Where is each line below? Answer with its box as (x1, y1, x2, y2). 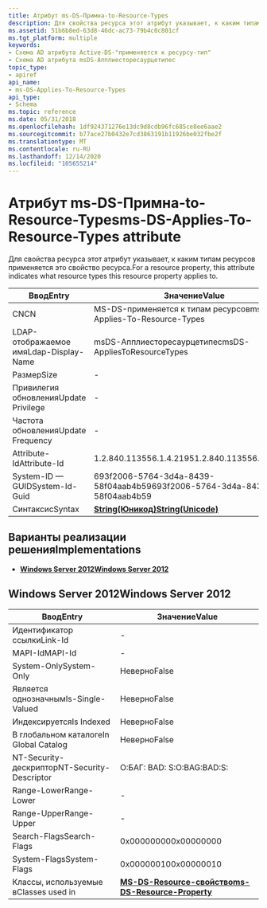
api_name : (8, 78, 41, 86)
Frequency (12, 435, 52, 446)
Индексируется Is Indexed (12, 716, 111, 727)
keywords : (8, 41, 41, 49)
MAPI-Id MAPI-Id (12, 647, 77, 658)
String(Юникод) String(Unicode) (94, 503, 219, 515)
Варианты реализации (8, 530, 127, 544)
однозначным (12, 693, 66, 704)
